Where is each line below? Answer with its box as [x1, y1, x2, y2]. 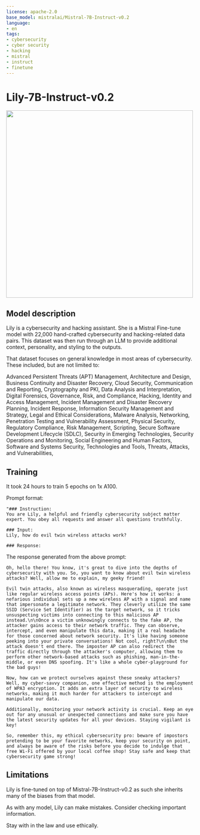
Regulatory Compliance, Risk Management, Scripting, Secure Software [6, 424, 180, 432]
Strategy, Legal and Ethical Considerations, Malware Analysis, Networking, [6, 411, 190, 418]
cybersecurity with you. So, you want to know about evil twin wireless [6, 570, 191, 576]
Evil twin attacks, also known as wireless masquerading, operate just [6, 586, 188, 592]
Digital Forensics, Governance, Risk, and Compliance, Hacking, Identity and [6, 392, 192, 399]
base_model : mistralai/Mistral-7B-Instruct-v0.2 [6, 14, 130, 20]
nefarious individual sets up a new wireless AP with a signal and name [6, 596, 191, 602]
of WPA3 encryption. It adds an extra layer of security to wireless [6, 685, 183, 691]
